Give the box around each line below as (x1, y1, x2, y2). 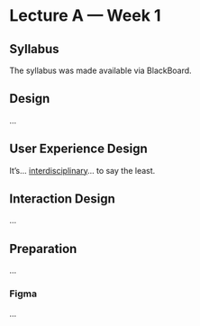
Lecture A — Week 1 (9, 5, 161, 26)
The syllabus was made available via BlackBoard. (9, 65, 192, 76)
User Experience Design (9, 141, 149, 157)
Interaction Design (9, 191, 115, 207)
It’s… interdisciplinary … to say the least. (9, 165, 156, 176)
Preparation (9, 240, 77, 257)
